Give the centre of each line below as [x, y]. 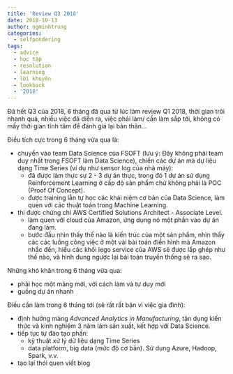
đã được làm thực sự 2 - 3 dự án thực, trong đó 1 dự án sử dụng [119, 176]
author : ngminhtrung [37, 27]
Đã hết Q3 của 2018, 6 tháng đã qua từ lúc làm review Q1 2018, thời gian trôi [116, 112]
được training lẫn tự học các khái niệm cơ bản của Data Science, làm [126, 198]
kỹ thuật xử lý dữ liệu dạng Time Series [84, 341]
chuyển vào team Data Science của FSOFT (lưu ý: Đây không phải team [120, 154]
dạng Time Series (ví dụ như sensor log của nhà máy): [95, 168]
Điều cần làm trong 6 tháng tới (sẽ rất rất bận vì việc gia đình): [96, 305]
